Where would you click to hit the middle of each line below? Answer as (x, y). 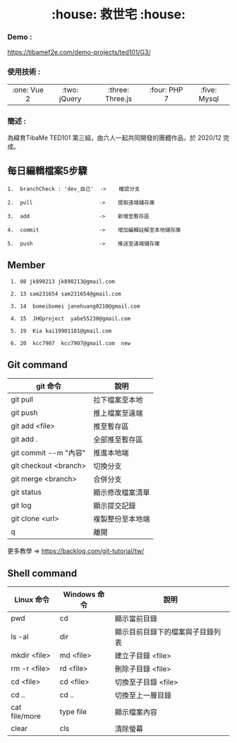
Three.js (119, 98)
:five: (209, 90)
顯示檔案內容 (136, 712)
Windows (79, 595)
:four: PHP (166, 90)
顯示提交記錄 (114, 505)
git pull (22, 399)
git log (21, 505)
